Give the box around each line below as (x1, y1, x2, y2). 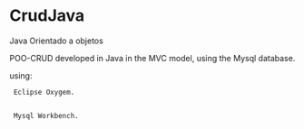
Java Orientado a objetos (9, 35, 104, 46)
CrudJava (9, 5, 85, 26)
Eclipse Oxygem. (13, 88, 75, 97)
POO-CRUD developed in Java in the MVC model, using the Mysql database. (9, 52, 296, 63)
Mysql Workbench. (13, 111, 79, 120)
